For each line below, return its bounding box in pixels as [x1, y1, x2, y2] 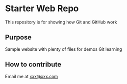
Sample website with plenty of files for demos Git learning [5, 46, 123, 52]
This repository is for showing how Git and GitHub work [5, 19, 117, 25]
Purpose [5, 33, 32, 42]
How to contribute [5, 61, 62, 69]
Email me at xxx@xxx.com [5, 73, 58, 79]
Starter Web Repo [5, 3, 79, 14]
